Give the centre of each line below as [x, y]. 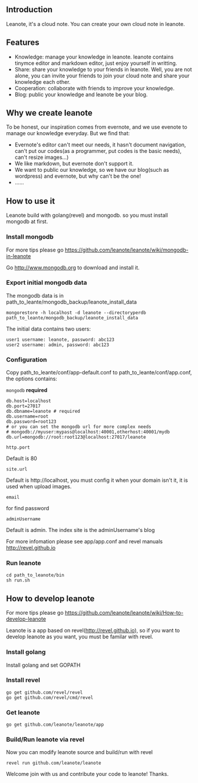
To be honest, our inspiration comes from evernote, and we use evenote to [97, 127]
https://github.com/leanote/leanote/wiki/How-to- [124, 613]
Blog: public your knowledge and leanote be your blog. [81, 94]
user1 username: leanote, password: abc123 [60, 340]
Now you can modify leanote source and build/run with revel [80, 752]
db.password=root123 [32, 422]
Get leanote [23, 712]
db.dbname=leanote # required [43, 412]
